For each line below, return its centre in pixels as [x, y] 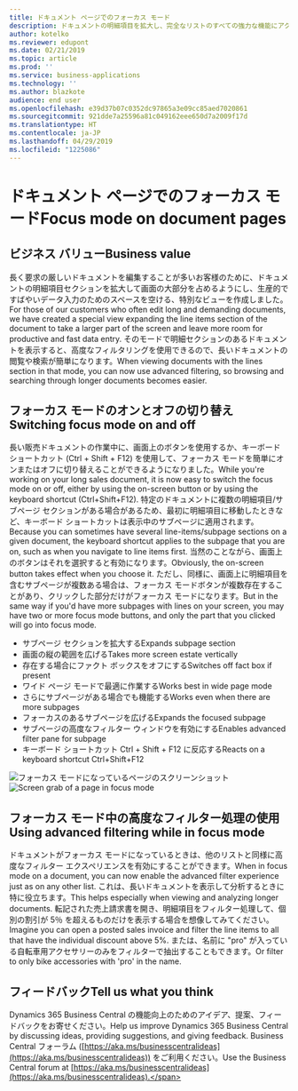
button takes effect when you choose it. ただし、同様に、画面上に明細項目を [149, 574]
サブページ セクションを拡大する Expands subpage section [129, 643]
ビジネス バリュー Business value [100, 254]
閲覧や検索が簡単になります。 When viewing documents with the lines [136, 361]
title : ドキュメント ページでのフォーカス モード [90, 17]
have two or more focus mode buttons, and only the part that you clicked [142, 616]
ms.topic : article [43, 59]
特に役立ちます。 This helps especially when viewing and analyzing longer [144, 897]
